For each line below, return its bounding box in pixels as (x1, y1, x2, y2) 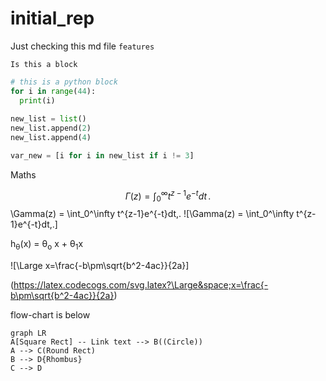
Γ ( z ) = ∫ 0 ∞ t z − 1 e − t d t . (124, 188, 212, 204)
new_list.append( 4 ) (10, 133, 92, 143)
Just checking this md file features (10, 40, 155, 52)
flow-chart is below (10, 309, 91, 321)
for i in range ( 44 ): (10, 86, 97, 96)
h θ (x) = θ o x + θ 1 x (10, 238, 84, 252)
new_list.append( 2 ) (10, 123, 92, 134)
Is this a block (10, 59, 78, 69)
